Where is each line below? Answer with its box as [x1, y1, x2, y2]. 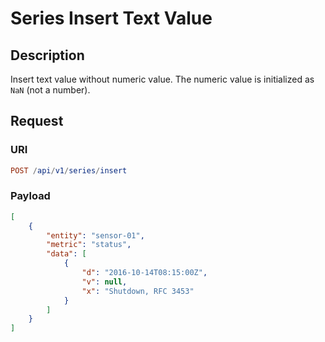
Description [10, 47, 85, 64]
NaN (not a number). [10, 84, 91, 96]
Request [10, 113, 64, 130]
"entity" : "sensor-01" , [46, 230, 145, 241]
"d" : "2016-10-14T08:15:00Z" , [81, 268, 208, 278]
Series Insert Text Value [10, 7, 213, 30]
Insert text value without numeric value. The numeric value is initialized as [10, 73, 315, 85]
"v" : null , [81, 277, 128, 287]
